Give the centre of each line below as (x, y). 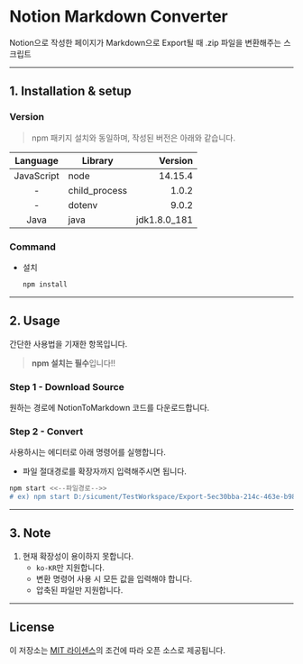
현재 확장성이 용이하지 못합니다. (78, 556)
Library (98, 160)
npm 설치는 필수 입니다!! (73, 363)
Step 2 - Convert (46, 432)
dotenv (83, 205)
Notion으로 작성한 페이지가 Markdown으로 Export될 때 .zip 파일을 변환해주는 (146, 42)
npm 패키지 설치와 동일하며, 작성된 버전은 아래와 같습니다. (133, 138)
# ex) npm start (40, 497)
